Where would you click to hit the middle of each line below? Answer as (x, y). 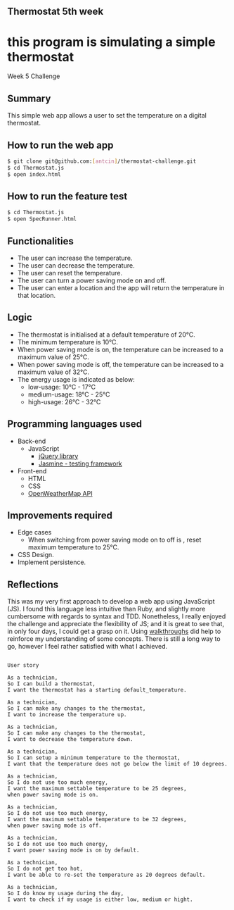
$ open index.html (34, 174)
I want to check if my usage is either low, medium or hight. (100, 900)
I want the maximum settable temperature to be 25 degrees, (97, 789)
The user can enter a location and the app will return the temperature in (121, 287)
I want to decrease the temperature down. (70, 740)
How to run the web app (60, 145)
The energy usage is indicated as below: (76, 379)
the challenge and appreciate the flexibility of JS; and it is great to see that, (116, 624)
